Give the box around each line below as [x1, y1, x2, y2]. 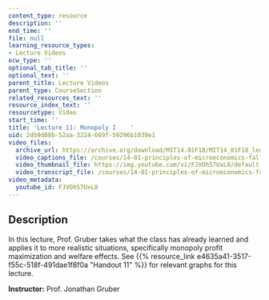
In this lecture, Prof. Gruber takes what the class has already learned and [8, 234, 249, 244]
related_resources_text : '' [8, 94, 102, 102]
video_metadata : [8, 176, 62, 184]
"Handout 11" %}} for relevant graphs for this [90, 260, 238, 270]
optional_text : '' [8, 71, 70, 79]
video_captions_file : [15, 153, 88, 161]
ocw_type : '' [8, 57, 52, 65]
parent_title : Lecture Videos [8, 79, 110, 87]
